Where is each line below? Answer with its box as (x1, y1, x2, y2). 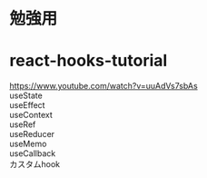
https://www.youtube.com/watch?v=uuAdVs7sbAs (9, 81, 198, 92)
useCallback (9, 148, 56, 159)
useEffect (9, 100, 45, 111)
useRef (9, 119, 36, 130)
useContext (9, 110, 53, 121)
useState (9, 90, 43, 101)
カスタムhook (9, 159, 61, 170)
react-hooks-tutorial (9, 51, 168, 71)
